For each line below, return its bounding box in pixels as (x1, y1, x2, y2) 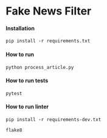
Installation (5, 24, 35, 31)
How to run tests (5, 77, 49, 84)
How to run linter (5, 103, 49, 110)
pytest (5, 90, 22, 96)
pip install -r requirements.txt (5, 38, 91, 44)
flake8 (5, 127, 22, 133)
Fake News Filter (5, 4, 92, 18)
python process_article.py (5, 64, 74, 70)
